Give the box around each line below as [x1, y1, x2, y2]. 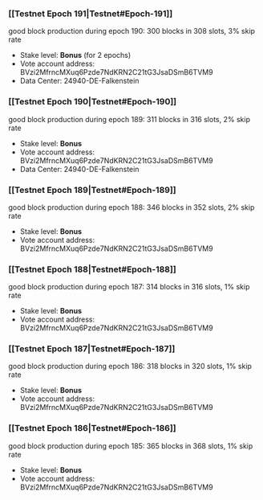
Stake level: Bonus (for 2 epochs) [19, 51, 131, 60]
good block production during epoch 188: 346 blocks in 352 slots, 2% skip [8, 202, 255, 212]
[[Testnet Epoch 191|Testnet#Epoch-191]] [8, 8, 173, 19]
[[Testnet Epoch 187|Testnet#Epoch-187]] [8, 343, 176, 355]
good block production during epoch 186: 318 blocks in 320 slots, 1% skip [8, 362, 253, 371]
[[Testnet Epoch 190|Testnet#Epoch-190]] [8, 96, 177, 108]
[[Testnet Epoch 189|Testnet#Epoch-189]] [8, 184, 176, 195]
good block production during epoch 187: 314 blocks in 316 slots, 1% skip [8, 282, 250, 292]
